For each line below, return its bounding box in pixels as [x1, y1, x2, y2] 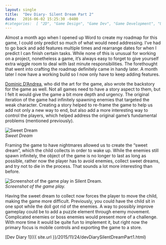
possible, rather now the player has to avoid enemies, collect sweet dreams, [5, 158, 160, 164]
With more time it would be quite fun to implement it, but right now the [5, 219, 148, 225]
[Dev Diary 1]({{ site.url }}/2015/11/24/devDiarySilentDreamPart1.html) [5, 234, 146, 240]
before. [5, 169, 20, 175]
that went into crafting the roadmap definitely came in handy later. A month [5, 66, 158, 72]
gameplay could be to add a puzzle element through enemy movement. [5, 209, 151, 215]
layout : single [5, 7, 37, 12]
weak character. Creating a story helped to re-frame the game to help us [5, 102, 153, 108]
